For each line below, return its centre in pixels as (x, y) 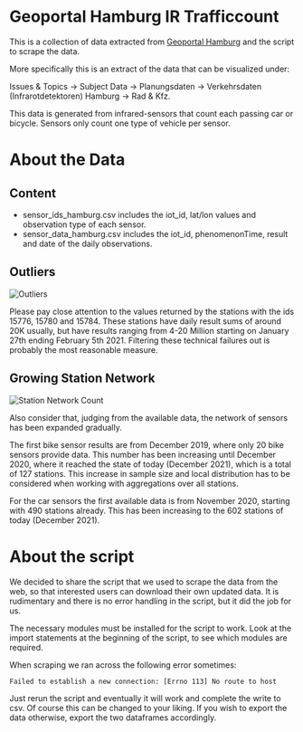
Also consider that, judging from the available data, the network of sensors (148, 417)
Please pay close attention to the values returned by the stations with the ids (152, 311)
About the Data (67, 160)
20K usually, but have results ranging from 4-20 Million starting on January (149, 330)
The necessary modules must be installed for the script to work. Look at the (151, 628)
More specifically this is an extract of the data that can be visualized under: (150, 69)
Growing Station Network (82, 379)
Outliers (33, 272)
